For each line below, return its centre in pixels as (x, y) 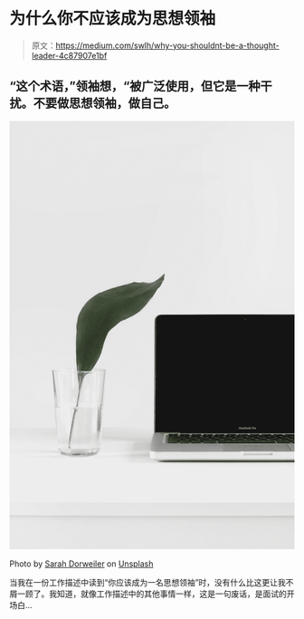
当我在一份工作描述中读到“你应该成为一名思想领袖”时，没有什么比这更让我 (148, 583)
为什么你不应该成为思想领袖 (113, 19)
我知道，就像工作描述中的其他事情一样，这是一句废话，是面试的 (167, 594)
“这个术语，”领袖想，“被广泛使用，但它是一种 (135, 87)
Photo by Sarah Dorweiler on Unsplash (81, 564)
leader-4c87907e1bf (69, 55)
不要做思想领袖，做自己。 (104, 104)
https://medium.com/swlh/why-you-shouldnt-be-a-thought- (167, 45)
